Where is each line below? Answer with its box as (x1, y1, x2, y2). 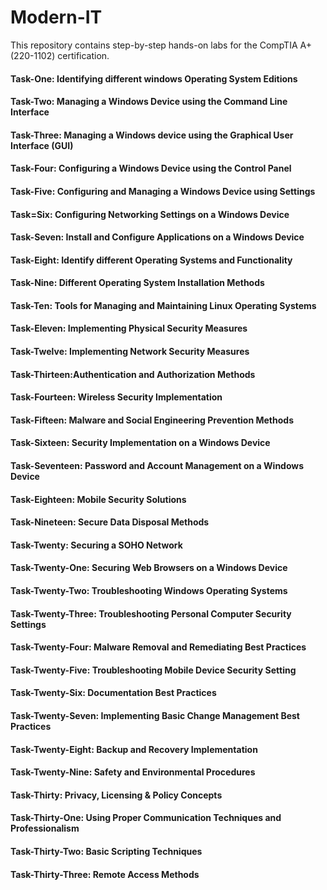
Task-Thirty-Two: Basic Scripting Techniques (10, 845, 203, 857)
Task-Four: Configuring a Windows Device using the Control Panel (10, 162, 292, 175)
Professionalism (10, 822, 80, 835)
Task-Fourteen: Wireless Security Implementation (10, 391, 223, 403)
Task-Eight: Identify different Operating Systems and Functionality (10, 254, 293, 266)
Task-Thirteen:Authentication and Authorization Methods (10, 368, 256, 380)
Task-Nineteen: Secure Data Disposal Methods (10, 516, 210, 528)
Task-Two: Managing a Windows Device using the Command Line (10, 96, 288, 108)
